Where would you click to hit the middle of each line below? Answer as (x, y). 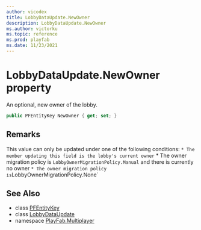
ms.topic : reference (32, 34)
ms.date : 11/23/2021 (32, 46)
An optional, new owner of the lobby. (52, 104)
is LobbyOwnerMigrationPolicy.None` (52, 175)
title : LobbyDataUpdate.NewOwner (48, 17)
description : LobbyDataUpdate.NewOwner (56, 23)
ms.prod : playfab (28, 40)
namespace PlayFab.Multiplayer (54, 221)
